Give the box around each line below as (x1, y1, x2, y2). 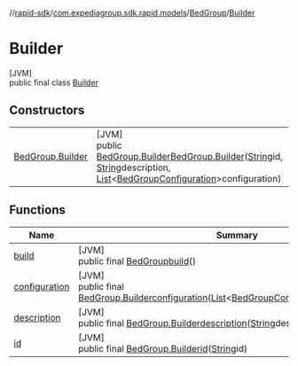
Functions (9, 203, 67, 218)
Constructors (9, 103, 85, 118)
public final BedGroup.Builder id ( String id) (78, 342, 248, 354)
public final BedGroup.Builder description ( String (78, 316, 276, 329)
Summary (216, 229, 259, 241)
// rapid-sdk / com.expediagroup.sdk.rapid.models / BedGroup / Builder (9, 8, 255, 18)
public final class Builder (9, 77, 99, 88)
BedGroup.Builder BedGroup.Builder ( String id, (96, 150, 284, 162)
